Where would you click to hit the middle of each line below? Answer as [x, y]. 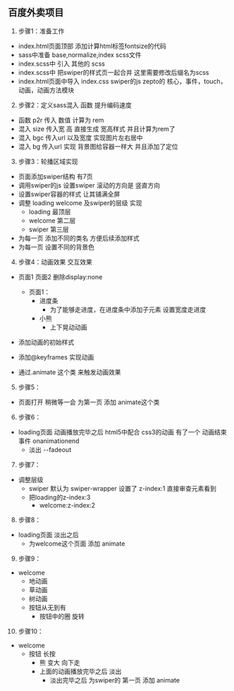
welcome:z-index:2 [67, 505]
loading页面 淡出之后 [49, 534]
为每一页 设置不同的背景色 [56, 247]
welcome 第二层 [52, 220]
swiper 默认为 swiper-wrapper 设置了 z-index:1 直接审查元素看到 [123, 488]
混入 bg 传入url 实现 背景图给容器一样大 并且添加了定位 [98, 146]
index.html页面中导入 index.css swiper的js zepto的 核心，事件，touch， [122, 81]
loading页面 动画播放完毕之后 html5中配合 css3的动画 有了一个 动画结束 [123, 432]
